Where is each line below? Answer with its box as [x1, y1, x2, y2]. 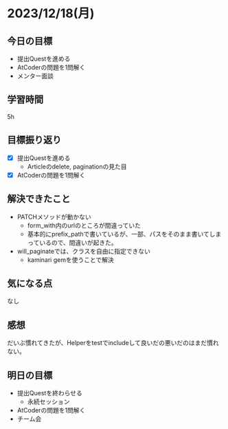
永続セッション [27, 397, 70, 406]
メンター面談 [16, 72, 54, 80]
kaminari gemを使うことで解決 [27, 255, 115, 264]
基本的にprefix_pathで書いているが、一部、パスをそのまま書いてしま [27, 230, 222, 238]
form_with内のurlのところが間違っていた [27, 221, 141, 230]
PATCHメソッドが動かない [16, 212, 91, 221]
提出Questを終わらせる [16, 389, 82, 397]
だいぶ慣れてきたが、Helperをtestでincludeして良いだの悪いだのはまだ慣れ [7, 339, 220, 347]
